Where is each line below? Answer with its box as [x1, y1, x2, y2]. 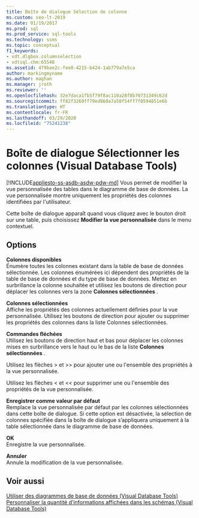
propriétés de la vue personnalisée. [6, 385, 94, 392]
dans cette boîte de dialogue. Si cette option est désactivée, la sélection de [6, 410, 192, 417]
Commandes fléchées [6, 330, 62, 337]
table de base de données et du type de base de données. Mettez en [6, 275, 177, 282]
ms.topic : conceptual [6, 43, 61, 49]
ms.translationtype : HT [6, 103, 66, 110]
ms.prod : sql [6, 25, 39, 32]
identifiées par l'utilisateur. [6, 198, 72, 206]
